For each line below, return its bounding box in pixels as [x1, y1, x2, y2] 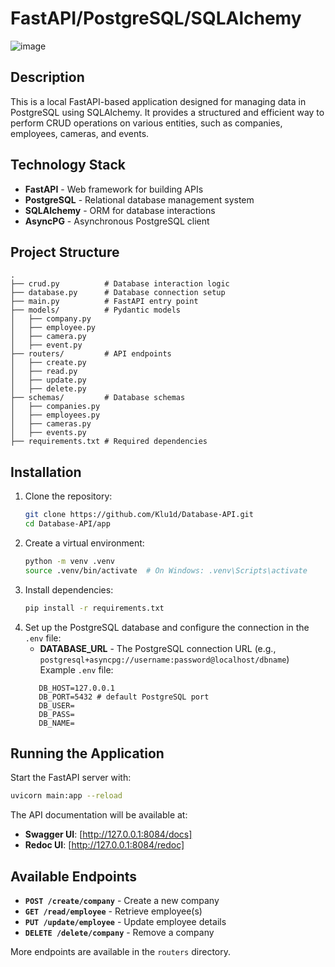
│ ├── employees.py [10, 410, 101, 421]
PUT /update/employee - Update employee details [24, 916, 227, 928]
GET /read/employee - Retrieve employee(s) [24, 905, 203, 917]
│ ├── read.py [10, 367, 78, 377]
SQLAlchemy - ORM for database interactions [24, 204, 216, 216]
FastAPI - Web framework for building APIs [24, 183, 204, 195]
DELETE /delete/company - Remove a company [24, 927, 215, 939]
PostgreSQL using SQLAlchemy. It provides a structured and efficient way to [10, 106, 325, 118]
